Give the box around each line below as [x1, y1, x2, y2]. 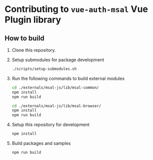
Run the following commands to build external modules [11, 75, 125, 81]
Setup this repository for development [11, 122, 90, 128]
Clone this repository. [11, 47, 56, 53]
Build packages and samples [11, 141, 71, 146]
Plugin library [4, 14, 62, 25]
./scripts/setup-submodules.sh [11, 66, 77, 71]
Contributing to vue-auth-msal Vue [4, 3, 149, 15]
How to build [4, 34, 45, 42]
